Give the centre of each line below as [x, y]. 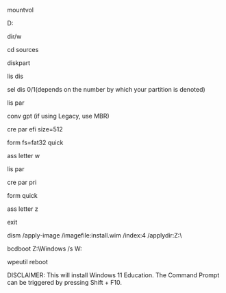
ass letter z [23, 209]
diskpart [19, 63]
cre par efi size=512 [35, 129]
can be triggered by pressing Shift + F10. [64, 282]
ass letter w [23, 156]
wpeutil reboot [27, 262]
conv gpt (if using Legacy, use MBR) [58, 116]
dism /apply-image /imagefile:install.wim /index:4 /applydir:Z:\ [95, 235]
